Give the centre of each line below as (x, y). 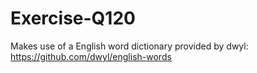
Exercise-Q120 (73, 18)
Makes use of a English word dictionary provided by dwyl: (129, 46)
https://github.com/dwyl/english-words (91, 56)
